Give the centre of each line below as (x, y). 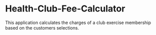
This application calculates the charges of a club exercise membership (78, 22)
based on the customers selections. (42, 27)
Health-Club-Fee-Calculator (65, 9)
